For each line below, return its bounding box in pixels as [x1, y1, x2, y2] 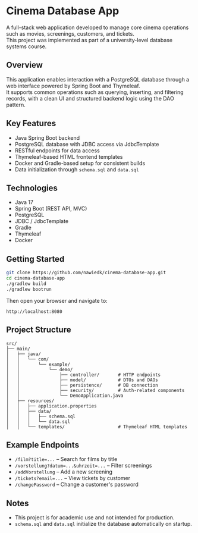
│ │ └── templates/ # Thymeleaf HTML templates [6, 424, 187, 429]
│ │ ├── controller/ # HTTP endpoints [6, 372, 161, 378]
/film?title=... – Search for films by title [14, 456, 118, 463]
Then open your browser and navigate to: [6, 297, 108, 304]
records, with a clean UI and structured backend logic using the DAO [6, 95, 174, 102]
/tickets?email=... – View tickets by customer [14, 475, 131, 482]
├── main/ [6, 346, 31, 352]
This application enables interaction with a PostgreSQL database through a [6, 76, 190, 83]
